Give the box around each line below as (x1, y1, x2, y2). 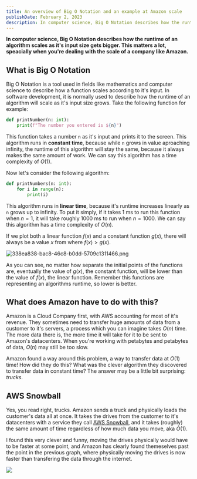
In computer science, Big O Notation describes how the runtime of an (6, 36, 178, 43)
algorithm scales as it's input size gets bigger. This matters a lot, (6, 42, 167, 49)
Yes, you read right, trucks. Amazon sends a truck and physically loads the (6, 406, 186, 414)
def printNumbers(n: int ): (6, 180, 72, 187)
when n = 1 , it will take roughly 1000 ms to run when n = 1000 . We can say (6, 215, 186, 222)
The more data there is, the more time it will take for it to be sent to (6, 331, 167, 338)
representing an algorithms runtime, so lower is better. (6, 280, 137, 287)
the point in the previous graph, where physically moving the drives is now (6, 449, 186, 456)
